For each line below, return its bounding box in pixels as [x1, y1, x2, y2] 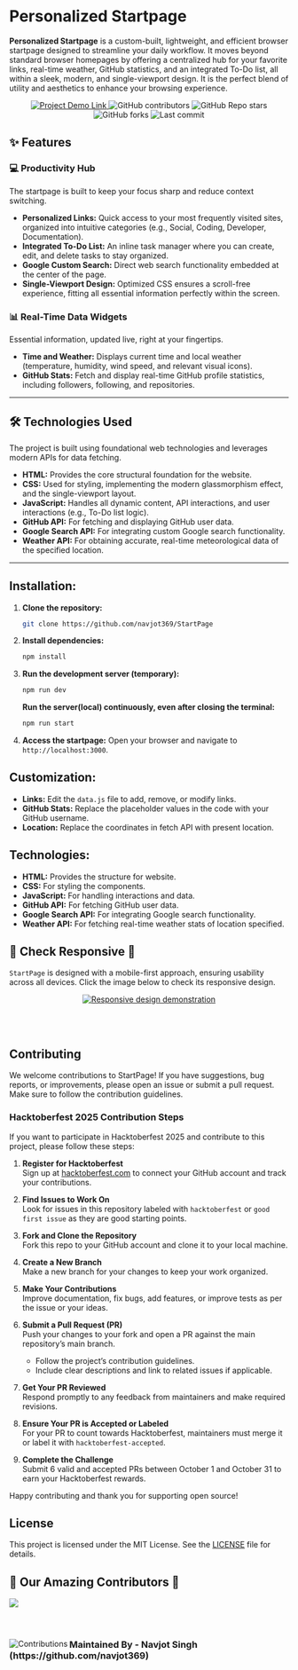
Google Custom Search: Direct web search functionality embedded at [21, 259, 279, 270]
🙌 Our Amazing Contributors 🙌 [9, 1574, 180, 1589]
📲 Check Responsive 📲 [9, 944, 136, 959]
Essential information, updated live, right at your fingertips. [9, 334, 223, 344]
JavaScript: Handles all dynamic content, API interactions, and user [21, 497, 271, 508]
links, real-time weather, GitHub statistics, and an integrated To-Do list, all [9, 64, 278, 75]
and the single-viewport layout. [21, 488, 137, 499]
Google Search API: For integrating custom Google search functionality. [21, 525, 286, 536]
